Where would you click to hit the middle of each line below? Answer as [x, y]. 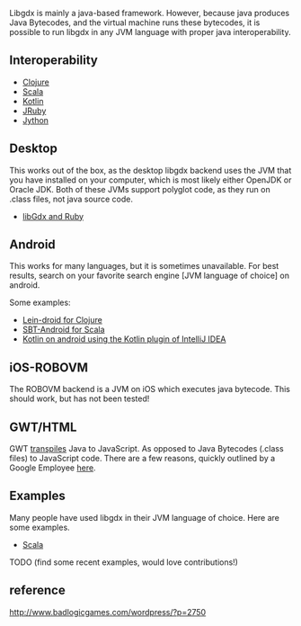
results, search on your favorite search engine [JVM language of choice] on [150, 276]
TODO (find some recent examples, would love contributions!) [124, 562]
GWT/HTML [43, 427]
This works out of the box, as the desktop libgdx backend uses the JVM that [150, 170]
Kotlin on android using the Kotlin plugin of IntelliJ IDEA [124, 339]
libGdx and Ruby [53, 216]
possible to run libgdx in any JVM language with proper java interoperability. [150, 32]
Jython [35, 120]
